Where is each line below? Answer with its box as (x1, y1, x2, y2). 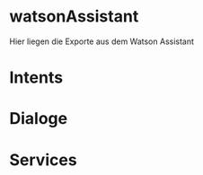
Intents (9, 67, 64, 88)
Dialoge (9, 109, 68, 129)
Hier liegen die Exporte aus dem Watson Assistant (9, 36, 195, 47)
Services (9, 150, 78, 170)
